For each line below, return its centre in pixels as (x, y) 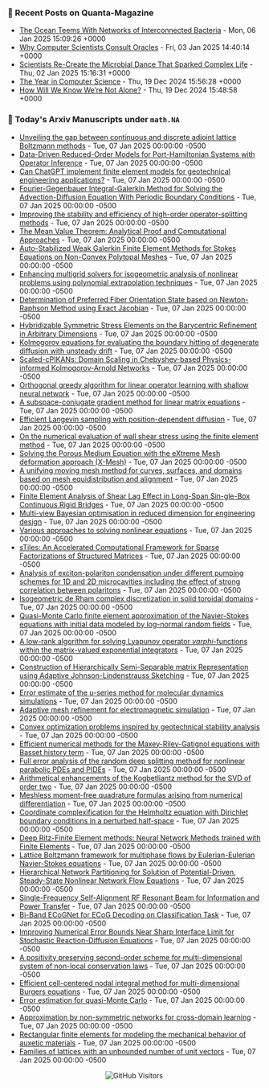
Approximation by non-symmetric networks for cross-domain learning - (138, 1017)
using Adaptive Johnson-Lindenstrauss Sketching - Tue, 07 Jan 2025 (134, 675)
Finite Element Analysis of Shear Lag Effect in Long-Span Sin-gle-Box (134, 496)
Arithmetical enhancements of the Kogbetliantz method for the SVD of (135, 778)
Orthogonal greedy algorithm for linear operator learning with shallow (134, 384)
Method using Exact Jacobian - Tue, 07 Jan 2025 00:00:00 (148, 308)
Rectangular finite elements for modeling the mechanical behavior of (132, 1034)
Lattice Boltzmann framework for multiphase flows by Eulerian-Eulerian (137, 855)
